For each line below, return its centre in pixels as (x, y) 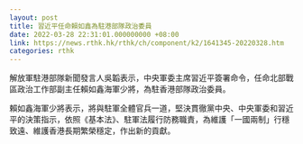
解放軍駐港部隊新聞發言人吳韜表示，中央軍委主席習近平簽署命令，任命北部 (147, 78)
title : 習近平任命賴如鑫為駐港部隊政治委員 (81, 26)
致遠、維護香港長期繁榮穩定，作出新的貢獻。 (92, 130)
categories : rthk (42, 51)
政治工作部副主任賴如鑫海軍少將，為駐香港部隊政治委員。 (124, 89)
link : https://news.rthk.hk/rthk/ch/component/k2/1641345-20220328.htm (147, 43)
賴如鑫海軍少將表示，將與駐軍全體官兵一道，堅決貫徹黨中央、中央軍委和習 (147, 108)
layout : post (34, 18)
